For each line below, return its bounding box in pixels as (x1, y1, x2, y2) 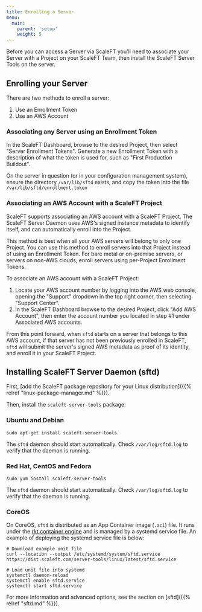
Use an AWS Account (14, 112, 69, 120)
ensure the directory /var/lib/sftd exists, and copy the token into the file (6, 179, 189, 186)
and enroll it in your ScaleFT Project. (6, 349, 96, 356)
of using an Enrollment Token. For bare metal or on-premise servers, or (6, 250, 183, 257)
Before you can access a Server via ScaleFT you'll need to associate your (6, 48, 189, 55)
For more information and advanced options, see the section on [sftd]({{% (6, 593, 191, 601)
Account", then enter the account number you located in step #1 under (14, 312, 191, 319)
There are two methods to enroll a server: (6, 94, 110, 101)
